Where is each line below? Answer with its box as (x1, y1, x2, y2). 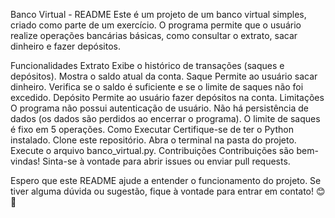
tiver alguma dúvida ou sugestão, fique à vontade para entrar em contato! (10, 185, 315, 197)
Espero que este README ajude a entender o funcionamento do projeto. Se (10, 175, 322, 186)
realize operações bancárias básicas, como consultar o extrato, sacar (10, 30, 298, 41)
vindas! (10, 155, 41, 167)
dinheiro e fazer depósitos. (10, 40, 121, 52)
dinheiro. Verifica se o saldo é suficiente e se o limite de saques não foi (10, 81, 304, 93)
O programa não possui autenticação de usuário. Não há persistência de (10, 102, 309, 114)
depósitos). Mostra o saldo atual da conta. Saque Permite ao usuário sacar (10, 70, 318, 82)
